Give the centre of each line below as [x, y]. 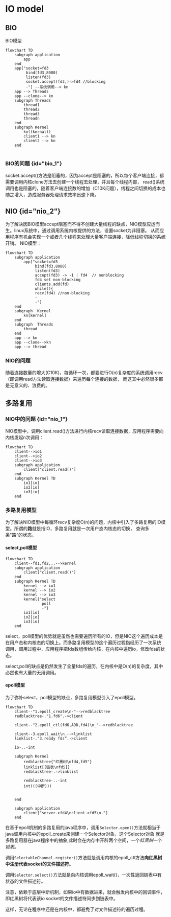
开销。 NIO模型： [23, 243]
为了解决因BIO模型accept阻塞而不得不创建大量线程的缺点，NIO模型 [76, 224]
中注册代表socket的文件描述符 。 [39, 864]
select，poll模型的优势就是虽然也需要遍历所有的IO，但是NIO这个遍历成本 [82, 636]
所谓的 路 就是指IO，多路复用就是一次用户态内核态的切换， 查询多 [82, 529]
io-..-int [25, 747]
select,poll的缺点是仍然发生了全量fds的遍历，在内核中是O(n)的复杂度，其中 [84, 666]
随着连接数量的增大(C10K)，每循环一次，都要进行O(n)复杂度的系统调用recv [84, 373]
